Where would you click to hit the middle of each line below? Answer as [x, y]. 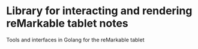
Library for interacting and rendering [99, 11]
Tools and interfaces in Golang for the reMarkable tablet [75, 40]
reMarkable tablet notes [67, 23]
